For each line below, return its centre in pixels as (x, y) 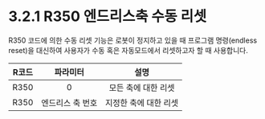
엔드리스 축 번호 (69, 103)
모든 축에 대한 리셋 (142, 88)
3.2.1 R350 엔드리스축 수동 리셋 (108, 16)
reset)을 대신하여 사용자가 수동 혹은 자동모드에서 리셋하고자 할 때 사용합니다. (128, 50)
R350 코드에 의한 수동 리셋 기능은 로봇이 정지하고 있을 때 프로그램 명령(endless (133, 40)
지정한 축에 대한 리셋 (142, 103)
